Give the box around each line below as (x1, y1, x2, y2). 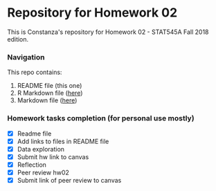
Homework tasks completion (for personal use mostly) (7, 113, 195, 123)
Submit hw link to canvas (17, 152, 89, 161)
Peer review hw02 (17, 168, 69, 176)
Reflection (17, 161, 47, 169)
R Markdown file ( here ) (17, 89, 83, 98)
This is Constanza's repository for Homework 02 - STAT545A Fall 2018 (7, 28, 209, 36)
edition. (7, 35, 29, 43)
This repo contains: (7, 68, 62, 77)
